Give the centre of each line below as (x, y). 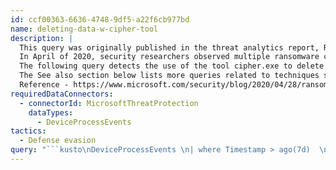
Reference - (44, 85)
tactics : (28, 131)
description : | (42, 38)
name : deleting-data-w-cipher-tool (84, 29)
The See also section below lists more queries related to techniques (169, 76)
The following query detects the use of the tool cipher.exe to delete (172, 66)
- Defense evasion (58, 141)
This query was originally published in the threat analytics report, (169, 47)
